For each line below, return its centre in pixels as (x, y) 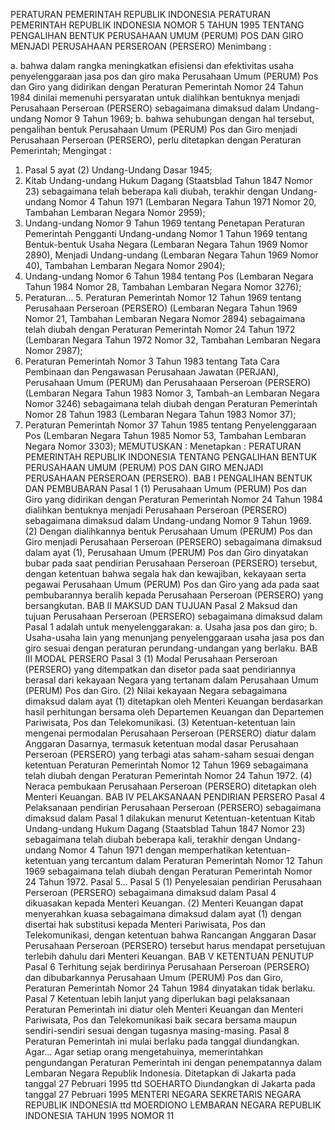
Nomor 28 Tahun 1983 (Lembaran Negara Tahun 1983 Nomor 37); (160, 414)
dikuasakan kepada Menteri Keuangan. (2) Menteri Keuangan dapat (164, 903)
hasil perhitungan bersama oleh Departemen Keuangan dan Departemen (174, 712)
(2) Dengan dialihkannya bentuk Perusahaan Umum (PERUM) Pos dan (168, 531)
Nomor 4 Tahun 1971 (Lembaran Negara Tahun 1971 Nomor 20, (187, 202)
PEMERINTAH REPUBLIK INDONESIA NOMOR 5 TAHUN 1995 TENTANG (157, 25)
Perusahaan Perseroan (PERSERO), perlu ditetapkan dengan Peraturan (156, 140)
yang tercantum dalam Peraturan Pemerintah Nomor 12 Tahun (195, 860)
